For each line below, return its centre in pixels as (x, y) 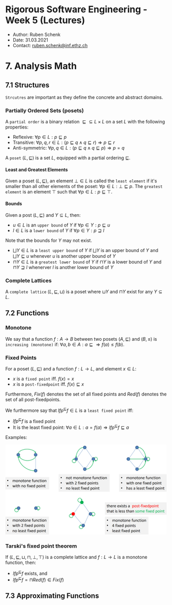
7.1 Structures (27, 85)
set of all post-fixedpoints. (33, 399)
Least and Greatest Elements (37, 170)
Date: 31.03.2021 (30, 40)
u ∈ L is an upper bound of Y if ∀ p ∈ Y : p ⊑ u (61, 225)
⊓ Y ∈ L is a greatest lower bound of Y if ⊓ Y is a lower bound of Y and (87, 262)
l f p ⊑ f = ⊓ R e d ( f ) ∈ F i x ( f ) (38, 579)
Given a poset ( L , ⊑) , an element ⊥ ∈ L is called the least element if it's (81, 181)
